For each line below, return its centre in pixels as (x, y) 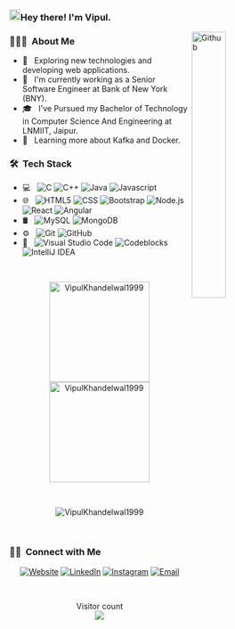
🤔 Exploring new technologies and (87, 61)
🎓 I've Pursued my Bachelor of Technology (105, 109)
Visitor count (99, 606)
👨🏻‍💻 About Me (42, 41)
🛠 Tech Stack (41, 164)
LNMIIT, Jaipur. (50, 131)
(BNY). (34, 99)
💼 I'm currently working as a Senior (89, 79)
